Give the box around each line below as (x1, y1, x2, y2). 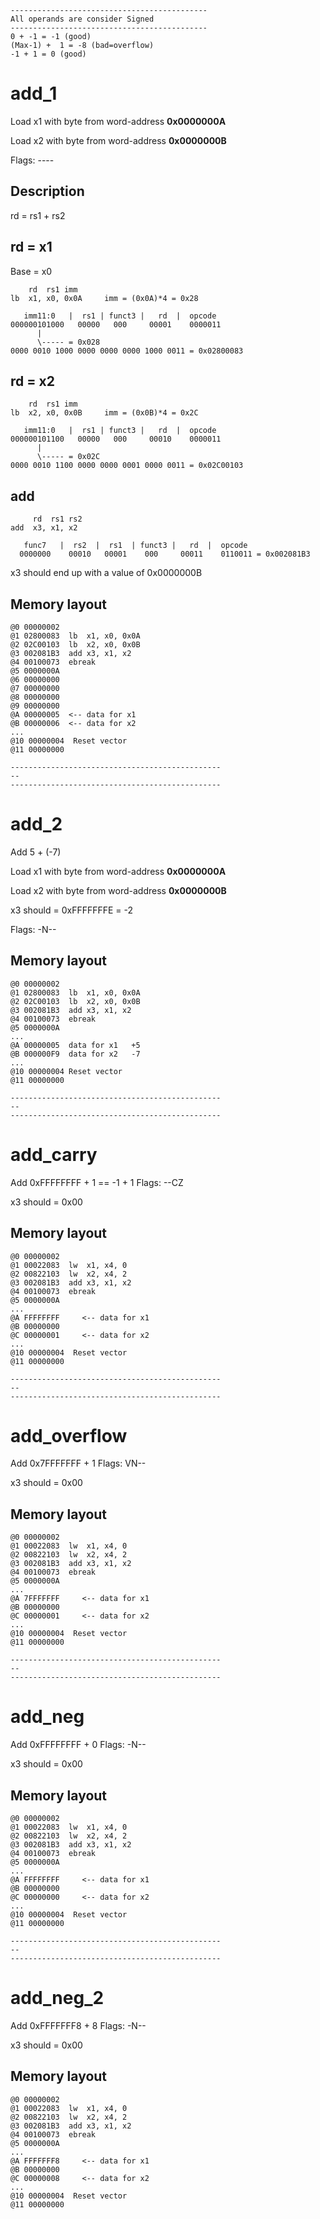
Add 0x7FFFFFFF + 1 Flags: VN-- (10, 1457, 147, 1470)
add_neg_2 (10, 1987, 105, 2010)
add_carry (10, 1143, 98, 1166)
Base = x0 (10, 265, 53, 277)
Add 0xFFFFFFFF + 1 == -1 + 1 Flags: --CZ (10, 1176, 184, 1188)
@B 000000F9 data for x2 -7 (10, 1049, 141, 1059)
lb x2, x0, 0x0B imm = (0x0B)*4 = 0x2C (10, 408, 199, 418)
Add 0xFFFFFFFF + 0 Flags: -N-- (10, 1739, 147, 1751)
